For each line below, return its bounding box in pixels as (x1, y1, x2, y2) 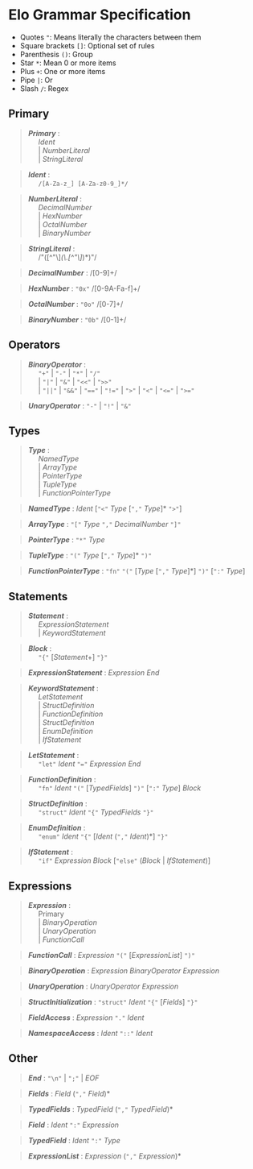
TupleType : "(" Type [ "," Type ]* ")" (27, 550, 153, 561)
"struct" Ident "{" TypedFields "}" (38, 807, 154, 817)
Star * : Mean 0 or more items (19, 58, 116, 68)
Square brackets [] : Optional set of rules (19, 40, 155, 50)
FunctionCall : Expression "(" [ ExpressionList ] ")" (27, 951, 195, 960)
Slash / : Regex (19, 83, 69, 93)
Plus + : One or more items (19, 66, 106, 76)
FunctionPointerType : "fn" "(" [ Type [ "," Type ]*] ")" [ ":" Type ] (27, 566, 246, 576)
